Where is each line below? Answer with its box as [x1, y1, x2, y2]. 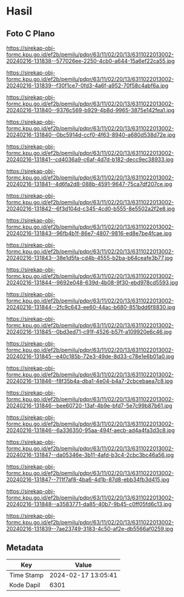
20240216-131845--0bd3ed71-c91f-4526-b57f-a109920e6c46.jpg [6, 329, 172, 335]
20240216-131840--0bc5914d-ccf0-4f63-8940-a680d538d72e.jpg [6, 132, 176, 138]
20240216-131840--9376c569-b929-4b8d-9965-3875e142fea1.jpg [6, 107, 175, 113]
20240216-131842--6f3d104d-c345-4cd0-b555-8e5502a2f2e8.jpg [6, 205, 176, 212]
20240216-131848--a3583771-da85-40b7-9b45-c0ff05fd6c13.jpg [6, 501, 172, 507]
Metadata [6, 542, 44, 553]
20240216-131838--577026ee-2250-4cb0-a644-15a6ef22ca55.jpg [6, 58, 175, 64]
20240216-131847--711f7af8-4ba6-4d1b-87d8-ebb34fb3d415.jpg [6, 476, 169, 483]
